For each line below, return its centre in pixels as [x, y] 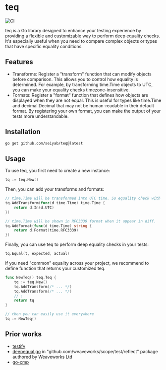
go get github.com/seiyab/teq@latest [44, 143]
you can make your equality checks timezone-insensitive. [71, 90]
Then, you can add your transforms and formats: [55, 189]
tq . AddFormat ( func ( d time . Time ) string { [49, 226]
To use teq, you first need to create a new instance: [58, 171]
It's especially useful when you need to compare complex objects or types [81, 41]
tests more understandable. [40, 116]
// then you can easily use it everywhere [50, 314]
